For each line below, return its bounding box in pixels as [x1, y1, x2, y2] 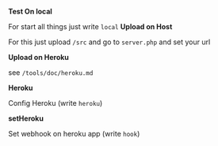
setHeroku [8, 114, 44, 123]
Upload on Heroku [8, 53, 70, 62]
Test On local [8, 7, 53, 16]
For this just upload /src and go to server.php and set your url [8, 37, 211, 47]
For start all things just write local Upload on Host [8, 22, 173, 31]
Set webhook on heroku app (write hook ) [8, 129, 140, 138]
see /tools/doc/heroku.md [8, 68, 94, 77]
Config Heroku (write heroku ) [8, 99, 103, 107]
